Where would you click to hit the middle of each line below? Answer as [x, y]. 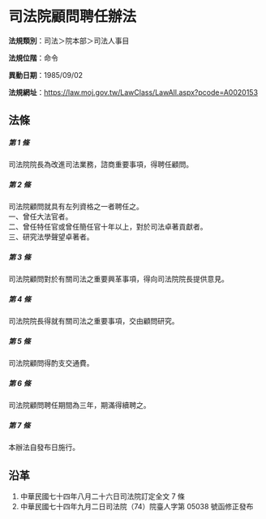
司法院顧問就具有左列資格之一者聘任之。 [76, 207]
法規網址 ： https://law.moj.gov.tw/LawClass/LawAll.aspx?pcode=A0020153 [133, 92]
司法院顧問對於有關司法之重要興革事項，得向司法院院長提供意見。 [118, 279]
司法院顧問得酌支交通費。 [51, 363]
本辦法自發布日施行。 [44, 448]
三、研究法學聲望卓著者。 [51, 237]
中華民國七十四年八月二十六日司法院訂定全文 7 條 [102, 496]
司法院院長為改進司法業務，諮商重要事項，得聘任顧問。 [101, 165]
